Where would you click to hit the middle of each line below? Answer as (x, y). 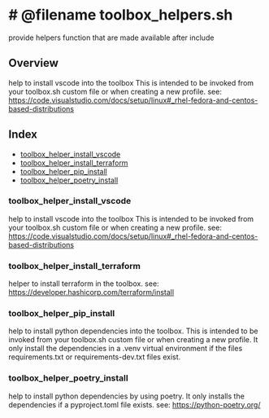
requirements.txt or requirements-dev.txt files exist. (95, 357)
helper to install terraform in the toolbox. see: (84, 284)
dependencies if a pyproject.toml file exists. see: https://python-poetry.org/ (134, 404)
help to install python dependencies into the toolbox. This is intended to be (133, 331)
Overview (34, 63)
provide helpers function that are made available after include (111, 37)
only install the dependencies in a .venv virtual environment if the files (126, 349)
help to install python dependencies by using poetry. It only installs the (127, 396)
